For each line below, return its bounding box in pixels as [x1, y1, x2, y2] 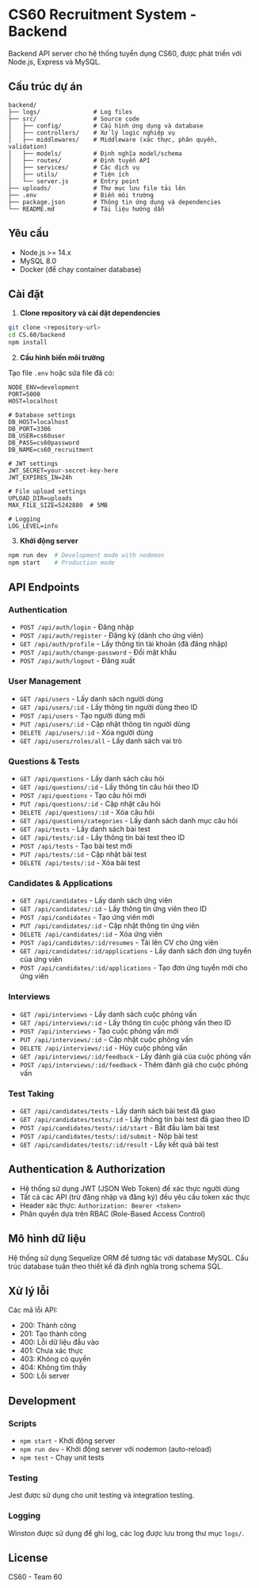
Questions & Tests [8, 755, 80, 766]
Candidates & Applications [8, 877, 113, 888]
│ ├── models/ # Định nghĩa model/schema [8, 149, 182, 158]
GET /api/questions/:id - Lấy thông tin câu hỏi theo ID [19, 782, 200, 792]
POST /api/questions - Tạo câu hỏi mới [19, 791, 147, 800]
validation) [8, 143, 48, 151]
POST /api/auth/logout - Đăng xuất [19, 656, 135, 666]
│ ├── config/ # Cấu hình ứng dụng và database [8, 121, 204, 130]
